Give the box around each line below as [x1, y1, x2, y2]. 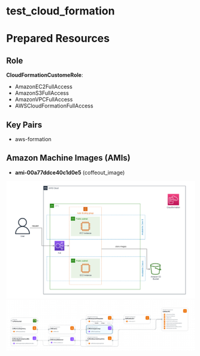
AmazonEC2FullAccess [14, 83, 73, 91]
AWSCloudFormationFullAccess [14, 102, 94, 109]
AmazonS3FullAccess [14, 89, 69, 97]
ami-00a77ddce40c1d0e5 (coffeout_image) [14, 169, 125, 176]
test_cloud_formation [6, 4, 115, 18]
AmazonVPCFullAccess [14, 96, 73, 103]
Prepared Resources [6, 32, 110, 46]
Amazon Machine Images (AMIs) [6, 153, 131, 163]
